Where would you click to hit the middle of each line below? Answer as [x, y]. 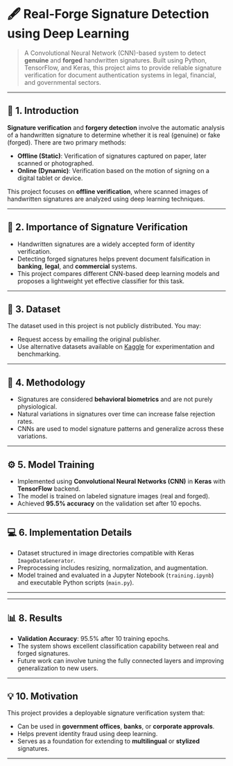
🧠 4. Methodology [46, 383]
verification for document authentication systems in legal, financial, [120, 75]
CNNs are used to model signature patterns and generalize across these [120, 429]
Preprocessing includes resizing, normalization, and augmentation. [112, 567]
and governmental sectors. [63, 82]
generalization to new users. [58, 668]
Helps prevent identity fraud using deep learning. [87, 734]
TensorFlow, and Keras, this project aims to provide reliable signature [123, 67]
